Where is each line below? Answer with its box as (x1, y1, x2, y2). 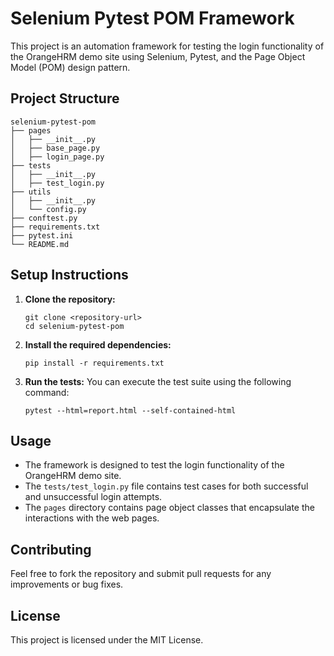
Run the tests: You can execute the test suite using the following (24, 375, 292, 387)
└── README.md (10, 239, 70, 249)
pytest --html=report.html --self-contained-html (24, 405, 237, 416)
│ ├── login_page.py (10, 152, 105, 162)
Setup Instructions (10, 267, 129, 284)
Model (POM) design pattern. (10, 61, 131, 73)
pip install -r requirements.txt (24, 358, 165, 368)
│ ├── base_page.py (10, 143, 101, 153)
